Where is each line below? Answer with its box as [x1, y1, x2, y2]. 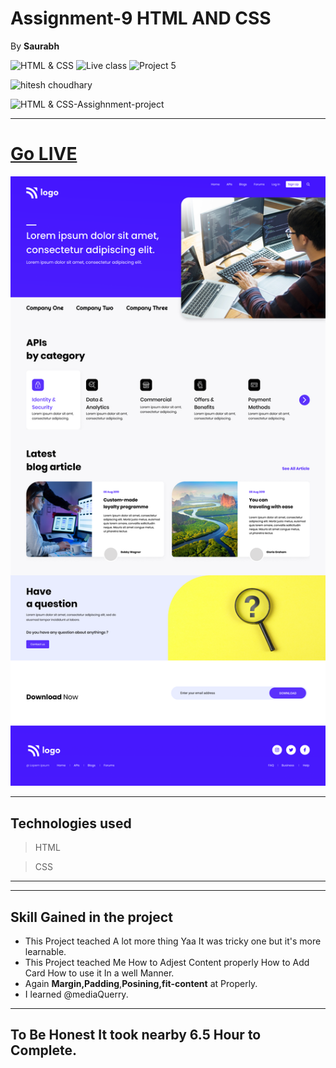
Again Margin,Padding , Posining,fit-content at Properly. [24, 978, 258, 990]
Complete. [10, 1042, 78, 1059]
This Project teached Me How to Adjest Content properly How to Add [24, 957, 310, 969]
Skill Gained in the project [10, 908, 173, 926]
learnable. [24, 946, 67, 958]
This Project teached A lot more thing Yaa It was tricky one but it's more [24, 935, 322, 947]
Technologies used [10, 815, 132, 832]
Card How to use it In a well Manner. [24, 967, 175, 979]
